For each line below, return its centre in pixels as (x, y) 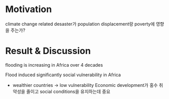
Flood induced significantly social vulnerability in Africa (63, 75)
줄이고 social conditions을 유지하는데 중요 (68, 91)
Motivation (29, 9)
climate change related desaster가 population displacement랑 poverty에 (80, 24)
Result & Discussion (48, 51)
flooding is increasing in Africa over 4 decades (54, 65)
